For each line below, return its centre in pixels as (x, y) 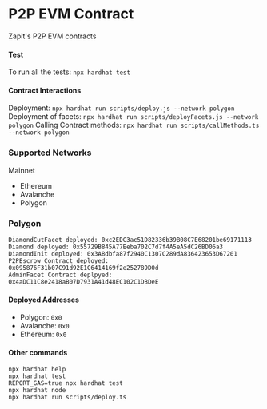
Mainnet (22, 170)
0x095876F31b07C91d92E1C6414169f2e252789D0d (84, 268)
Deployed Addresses (44, 300)
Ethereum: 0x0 (43, 334)
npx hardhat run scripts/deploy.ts (68, 397)
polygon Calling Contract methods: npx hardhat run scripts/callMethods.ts (134, 125)
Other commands (38, 352)
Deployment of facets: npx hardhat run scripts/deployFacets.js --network (133, 117)
